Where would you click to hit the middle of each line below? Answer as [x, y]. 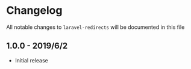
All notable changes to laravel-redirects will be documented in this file [95, 27]
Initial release [31, 60]
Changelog [34, 10]
